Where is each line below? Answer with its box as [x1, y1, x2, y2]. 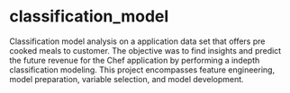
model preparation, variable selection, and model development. [9, 73, 245, 84]
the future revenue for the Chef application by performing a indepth [9, 55, 260, 65]
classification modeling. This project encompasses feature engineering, [9, 64, 276, 75]
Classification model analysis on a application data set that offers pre [9, 36, 266, 46]
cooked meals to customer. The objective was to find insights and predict [9, 45, 282, 55]
